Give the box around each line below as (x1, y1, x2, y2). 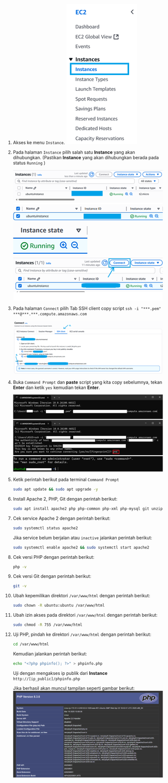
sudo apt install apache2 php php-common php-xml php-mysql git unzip (12, 506, 163, 511)
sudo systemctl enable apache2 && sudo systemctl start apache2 (12, 545, 150, 550)
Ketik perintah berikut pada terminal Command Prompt (12, 477, 119, 483)
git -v (12, 584, 27, 589)
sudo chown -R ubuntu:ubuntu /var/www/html (12, 603, 105, 608)
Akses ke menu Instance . (12, 140, 65, 145)
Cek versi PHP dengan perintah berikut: (12, 554, 95, 560)
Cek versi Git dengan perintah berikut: (12, 573, 92, 579)
